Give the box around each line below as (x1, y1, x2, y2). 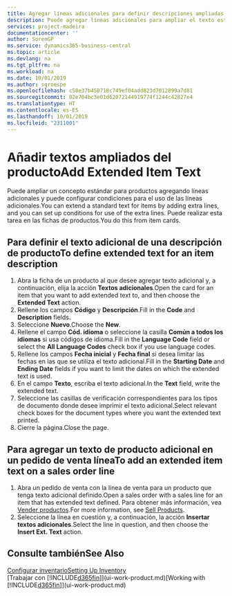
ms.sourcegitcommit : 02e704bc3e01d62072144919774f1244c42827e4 (7, 94, 193, 101)
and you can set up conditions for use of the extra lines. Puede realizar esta (7, 209, 223, 217)
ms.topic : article (7, 49, 60, 56)
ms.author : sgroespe (7, 81, 67, 88)
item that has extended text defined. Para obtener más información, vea (17, 498, 222, 507)
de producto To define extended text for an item (7, 247, 214, 259)
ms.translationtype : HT (7, 100, 76, 107)
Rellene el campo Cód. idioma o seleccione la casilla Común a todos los (17, 328, 224, 336)
